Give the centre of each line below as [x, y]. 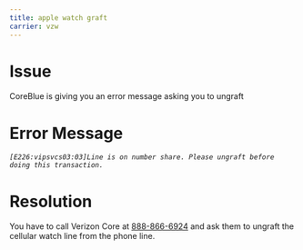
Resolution [51, 201]
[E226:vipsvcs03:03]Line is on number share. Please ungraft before [142, 157]
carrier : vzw [34, 26]
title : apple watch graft [58, 18]
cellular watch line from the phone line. [82, 236]
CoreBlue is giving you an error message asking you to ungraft [126, 96]
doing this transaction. [56, 165]
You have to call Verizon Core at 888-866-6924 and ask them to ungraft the [151, 226]
